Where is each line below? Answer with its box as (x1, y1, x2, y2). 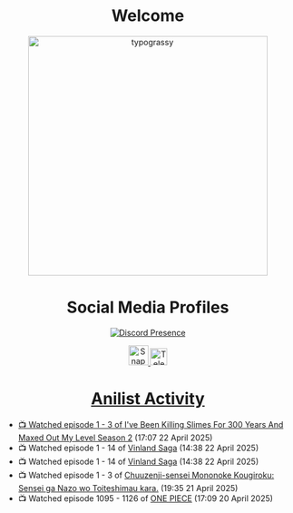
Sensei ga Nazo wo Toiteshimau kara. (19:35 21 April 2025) (17, 482, 239, 493)
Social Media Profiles (66, 297, 230, 318)
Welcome (112, 5, 184, 26)
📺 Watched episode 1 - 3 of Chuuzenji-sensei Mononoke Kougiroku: (17, 469, 275, 480)
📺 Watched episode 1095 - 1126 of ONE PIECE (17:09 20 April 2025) (17, 492, 274, 504)
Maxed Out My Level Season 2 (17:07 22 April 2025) (17, 432, 213, 443)
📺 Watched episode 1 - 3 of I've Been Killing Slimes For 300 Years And (17, 419, 284, 429)
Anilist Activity (90, 389, 206, 409)
